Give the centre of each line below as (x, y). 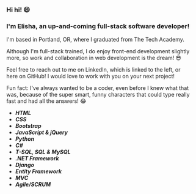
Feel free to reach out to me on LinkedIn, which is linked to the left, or (94, 70)
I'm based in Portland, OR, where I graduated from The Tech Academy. (96, 40)
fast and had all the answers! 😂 (46, 101)
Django (25, 165)
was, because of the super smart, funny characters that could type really (98, 95)
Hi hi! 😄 (18, 10)
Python (25, 139)
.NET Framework (37, 159)
